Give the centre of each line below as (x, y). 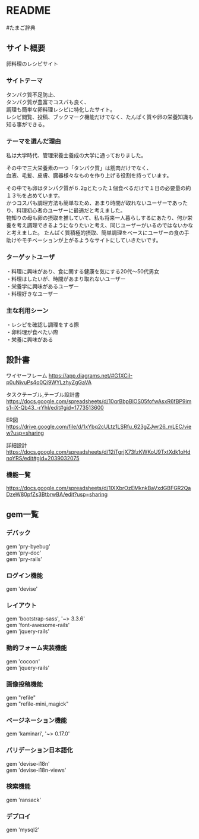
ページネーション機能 (37, 720)
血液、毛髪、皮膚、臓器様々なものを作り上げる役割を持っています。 (89, 176)
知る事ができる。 (27, 124)
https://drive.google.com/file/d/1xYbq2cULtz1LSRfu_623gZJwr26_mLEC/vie (99, 426)
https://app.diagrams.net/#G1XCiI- (91, 375)
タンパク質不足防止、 (32, 95)
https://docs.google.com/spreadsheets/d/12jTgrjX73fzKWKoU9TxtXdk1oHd (98, 452)
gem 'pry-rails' (24, 559)
